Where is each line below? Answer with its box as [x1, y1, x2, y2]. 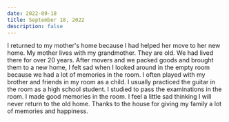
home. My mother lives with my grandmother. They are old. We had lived [7, 49, 214, 57]
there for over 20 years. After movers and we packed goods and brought [7, 56, 214, 64]
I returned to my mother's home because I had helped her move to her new [7, 42, 221, 50]
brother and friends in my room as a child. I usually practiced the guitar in [7, 78, 216, 86]
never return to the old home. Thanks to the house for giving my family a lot [7, 100, 222, 108]
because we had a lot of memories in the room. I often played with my [7, 71, 206, 79]
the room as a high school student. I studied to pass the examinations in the [7, 85, 222, 93]
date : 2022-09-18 [7, 10, 57, 17]
